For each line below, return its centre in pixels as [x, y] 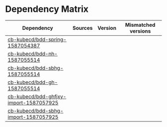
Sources [83, 28]
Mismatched [140, 25]
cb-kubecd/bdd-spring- [37, 39]
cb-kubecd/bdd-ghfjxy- [37, 96]
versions [140, 31]
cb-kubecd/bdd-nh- [33, 54]
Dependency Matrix [47, 9]
